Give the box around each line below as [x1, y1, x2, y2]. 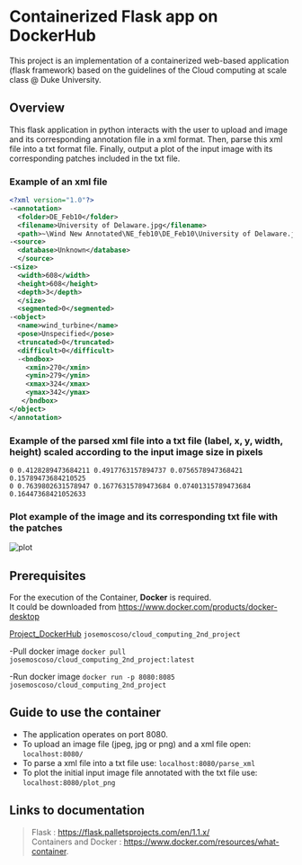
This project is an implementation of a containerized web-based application [9, 55, 289, 66]
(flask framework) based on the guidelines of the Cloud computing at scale [9, 65, 288, 76]
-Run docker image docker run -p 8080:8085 [9, 672, 175, 682]
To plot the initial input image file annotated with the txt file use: [22, 767, 258, 778]
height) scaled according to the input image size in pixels [9, 445, 263, 458]
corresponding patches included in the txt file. [9, 153, 181, 164]
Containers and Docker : [31, 836, 122, 847]
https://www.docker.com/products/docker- [118, 602, 278, 612]
